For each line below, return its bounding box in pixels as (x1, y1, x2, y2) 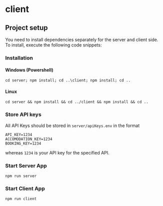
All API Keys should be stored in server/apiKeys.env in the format (5, 122, 140, 128)
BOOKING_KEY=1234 (5, 141, 41, 146)
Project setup (5, 23, 48, 32)
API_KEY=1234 (5, 132, 32, 137)
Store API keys (5, 111, 41, 118)
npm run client (5, 196, 37, 201)
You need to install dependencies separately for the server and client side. (5, 36, 158, 42)
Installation (5, 54, 33, 61)
